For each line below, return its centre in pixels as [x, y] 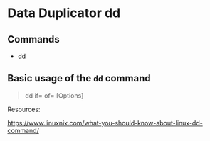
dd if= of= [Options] [54, 95]
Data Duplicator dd [64, 13]
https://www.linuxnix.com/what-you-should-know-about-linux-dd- [105, 123]
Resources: [24, 109]
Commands [34, 39]
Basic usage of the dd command [79, 78]
